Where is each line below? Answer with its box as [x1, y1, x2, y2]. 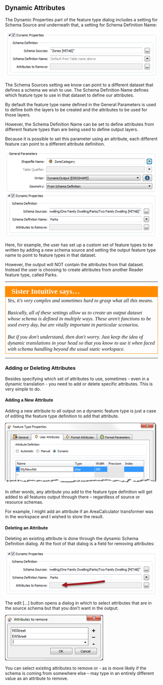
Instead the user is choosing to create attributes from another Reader [5, 267, 144, 273]
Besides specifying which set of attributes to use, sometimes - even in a [5, 376, 149, 382]
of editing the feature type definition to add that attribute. [5, 413, 119, 419]
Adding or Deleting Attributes [5, 365, 76, 371]
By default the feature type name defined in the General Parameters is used [5, 101, 156, 107]
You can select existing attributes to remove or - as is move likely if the [5, 665, 147, 671]
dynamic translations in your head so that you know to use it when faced [7, 340, 155, 346]
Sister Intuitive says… [11, 287, 80, 295]
